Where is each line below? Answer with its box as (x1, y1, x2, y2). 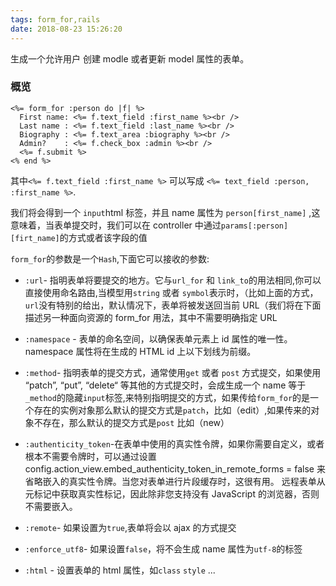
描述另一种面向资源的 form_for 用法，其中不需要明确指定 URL (24, 311, 278, 323)
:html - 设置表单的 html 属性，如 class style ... (24, 564, 216, 576)
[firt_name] (10, 233, 60, 243)
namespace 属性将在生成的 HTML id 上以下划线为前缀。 (24, 345, 257, 357)
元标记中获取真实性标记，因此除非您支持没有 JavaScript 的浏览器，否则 (24, 487, 320, 500)
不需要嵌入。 (24, 500, 78, 512)
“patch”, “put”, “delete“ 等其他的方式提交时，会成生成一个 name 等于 (24, 379, 307, 391)
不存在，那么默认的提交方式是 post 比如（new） (33, 416, 230, 428)
